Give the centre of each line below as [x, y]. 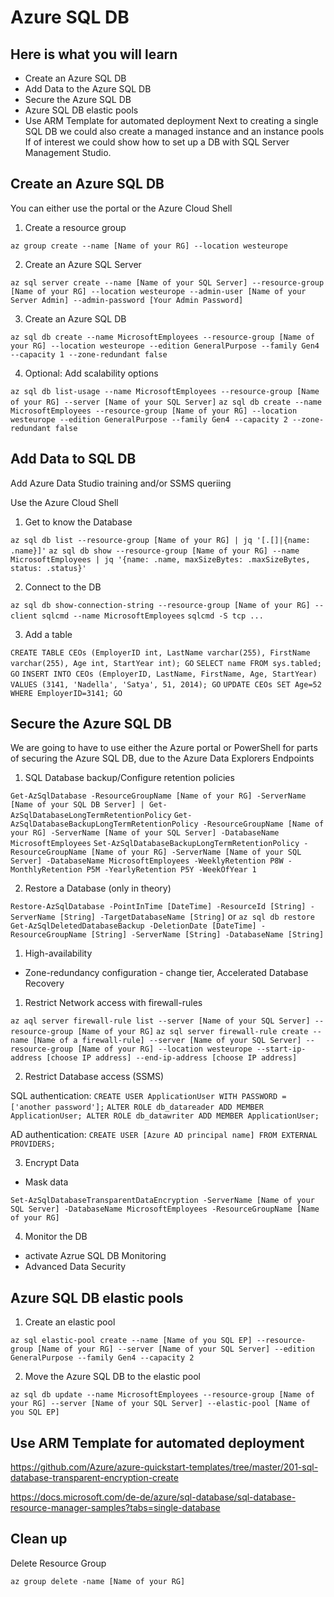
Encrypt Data [52, 1163]
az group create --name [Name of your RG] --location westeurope [149, 246]
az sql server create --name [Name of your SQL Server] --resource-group [167, 282]
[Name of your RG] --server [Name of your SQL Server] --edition [175, 1349]
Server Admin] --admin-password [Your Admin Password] [127, 300]
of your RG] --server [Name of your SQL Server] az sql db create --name [166, 402]
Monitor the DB [56, 1237]
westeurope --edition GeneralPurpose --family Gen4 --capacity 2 [149, 419]
